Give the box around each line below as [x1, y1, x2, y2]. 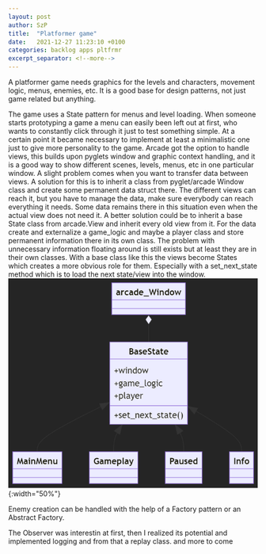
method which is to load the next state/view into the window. [8, 269, 206, 279]
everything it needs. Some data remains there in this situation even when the [8, 202, 259, 212]
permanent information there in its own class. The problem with [8, 236, 215, 245]
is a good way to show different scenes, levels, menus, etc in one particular [8, 160, 255, 170]
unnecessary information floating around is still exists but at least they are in [8, 244, 257, 254]
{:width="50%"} [8, 489, 61, 499]
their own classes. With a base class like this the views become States [8, 253, 237, 262]
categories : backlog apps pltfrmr [8, 46, 123, 55]
